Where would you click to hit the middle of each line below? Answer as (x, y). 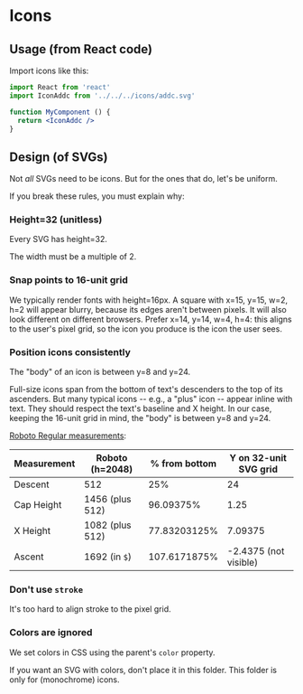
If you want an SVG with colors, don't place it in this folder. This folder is (143, 670)
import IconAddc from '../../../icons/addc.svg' (102, 96)
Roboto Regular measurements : (68, 436)
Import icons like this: (49, 70)
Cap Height (38, 505)
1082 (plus (108, 525)
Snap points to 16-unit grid (69, 280)
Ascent (29, 557)
